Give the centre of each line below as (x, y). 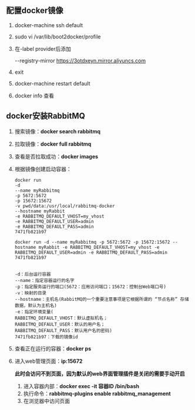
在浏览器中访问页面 (47, 401)
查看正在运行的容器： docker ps (53, 348)
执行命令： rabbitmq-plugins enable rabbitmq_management (97, 393)
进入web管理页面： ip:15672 (48, 361)
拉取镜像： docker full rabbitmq (53, 144)
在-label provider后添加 (43, 48)
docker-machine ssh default (49, 25)
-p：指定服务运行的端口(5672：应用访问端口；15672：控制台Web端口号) (90, 287)
